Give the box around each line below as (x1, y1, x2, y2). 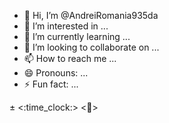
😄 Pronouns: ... (23, 67, 89, 79)
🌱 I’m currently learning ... (23, 31, 131, 42)
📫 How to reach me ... (23, 53, 117, 64)
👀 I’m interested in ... (23, 20, 109, 32)
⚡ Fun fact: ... (23, 78, 79, 90)
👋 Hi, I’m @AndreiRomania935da (23, 10, 159, 21)
